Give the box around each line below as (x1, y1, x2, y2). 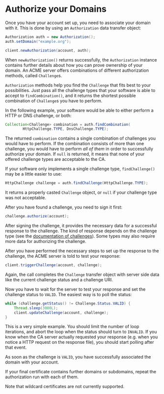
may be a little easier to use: (5, 171, 62, 177)
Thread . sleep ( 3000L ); (14, 305, 58, 310)
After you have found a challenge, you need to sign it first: (5, 204, 123, 210)
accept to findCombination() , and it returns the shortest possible (5, 92, 136, 98)
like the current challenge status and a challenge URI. (5, 276, 113, 282)
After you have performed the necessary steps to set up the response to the (5, 248, 159, 254)
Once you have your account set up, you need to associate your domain (5, 20, 151, 26)
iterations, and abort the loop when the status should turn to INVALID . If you (5, 329, 157, 335)
